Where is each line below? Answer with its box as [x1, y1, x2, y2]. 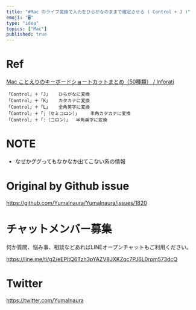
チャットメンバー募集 [6, 222, 112, 236]
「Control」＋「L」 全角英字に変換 [6, 104, 90, 111]
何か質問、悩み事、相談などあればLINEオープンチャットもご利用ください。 [6, 243, 192, 251]
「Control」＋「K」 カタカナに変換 [6, 98, 90, 104]
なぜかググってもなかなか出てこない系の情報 [14, 158, 126, 165]
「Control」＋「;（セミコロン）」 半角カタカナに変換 [6, 111, 131, 117]
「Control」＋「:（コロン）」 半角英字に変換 [6, 117, 107, 123]
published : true [6, 31, 47, 37]
